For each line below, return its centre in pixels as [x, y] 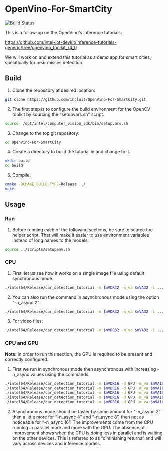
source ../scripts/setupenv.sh [38, 249]
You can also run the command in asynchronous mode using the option [86, 297]
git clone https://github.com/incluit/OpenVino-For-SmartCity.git [76, 99]
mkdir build [17, 161]
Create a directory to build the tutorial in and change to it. [71, 152]
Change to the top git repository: [46, 133]
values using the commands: [60, 374]
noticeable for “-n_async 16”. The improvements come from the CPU [83, 422]
